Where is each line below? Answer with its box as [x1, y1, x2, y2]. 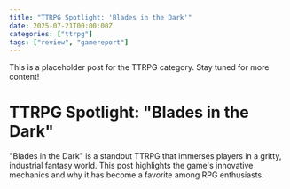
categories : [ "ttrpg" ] [9, 29, 93, 38]
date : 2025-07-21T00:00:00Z [9, 21, 114, 30]
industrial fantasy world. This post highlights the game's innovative [9, 161, 254, 171]
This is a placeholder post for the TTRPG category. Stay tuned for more [9, 62, 270, 73]
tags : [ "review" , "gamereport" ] [9, 37, 129, 47]
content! [9, 72, 40, 83]
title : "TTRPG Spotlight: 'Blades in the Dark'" [9, 12, 192, 22]
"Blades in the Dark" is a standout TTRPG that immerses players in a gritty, [9, 151, 282, 161]
